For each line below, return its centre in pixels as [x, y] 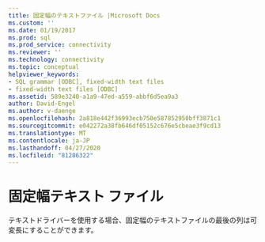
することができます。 [63, 230]
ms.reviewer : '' [35, 52]
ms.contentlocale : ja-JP [49, 140]
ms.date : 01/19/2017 [42, 30]
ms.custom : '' [32, 23]
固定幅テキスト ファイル [86, 197]
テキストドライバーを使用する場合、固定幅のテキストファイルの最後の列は [129, 220]
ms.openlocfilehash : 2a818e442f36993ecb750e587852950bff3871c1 [115, 119]
